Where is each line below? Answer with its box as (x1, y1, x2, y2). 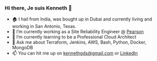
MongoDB (12, 44, 33, 50)
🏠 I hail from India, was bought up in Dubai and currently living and (12, 16, 152, 22)
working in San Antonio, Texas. (12, 23, 76, 29)
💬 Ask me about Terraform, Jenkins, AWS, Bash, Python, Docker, (12, 39, 146, 45)
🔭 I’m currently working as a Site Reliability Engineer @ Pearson (12, 28, 144, 34)
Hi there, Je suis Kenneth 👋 (5, 4, 72, 11)
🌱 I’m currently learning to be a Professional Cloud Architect (12, 34, 136, 40)
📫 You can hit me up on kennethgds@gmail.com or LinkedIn (12, 50, 138, 56)
